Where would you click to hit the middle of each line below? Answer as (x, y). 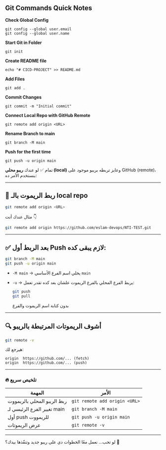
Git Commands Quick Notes (49, 8)
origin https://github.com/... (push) (46, 363)
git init (14, 51)
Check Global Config (27, 20)
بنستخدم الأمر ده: (21, 175)
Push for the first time (28, 151)
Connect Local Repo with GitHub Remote (48, 115)
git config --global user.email (38, 29)
